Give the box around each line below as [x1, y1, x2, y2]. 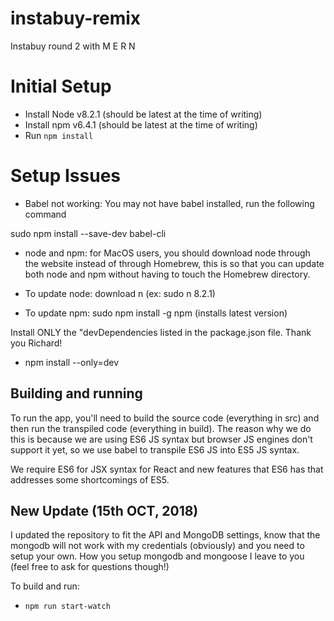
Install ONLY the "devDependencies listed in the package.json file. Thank [10, 326, 312, 338]
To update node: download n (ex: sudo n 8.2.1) [24, 287, 216, 299]
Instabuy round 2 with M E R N [10, 40, 136, 52]
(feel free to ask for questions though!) [10, 561, 170, 573]
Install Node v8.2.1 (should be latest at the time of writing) [24, 108, 263, 120]
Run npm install [24, 129, 94, 141]
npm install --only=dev [24, 356, 120, 368]
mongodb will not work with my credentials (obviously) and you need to [10, 540, 305, 552]
